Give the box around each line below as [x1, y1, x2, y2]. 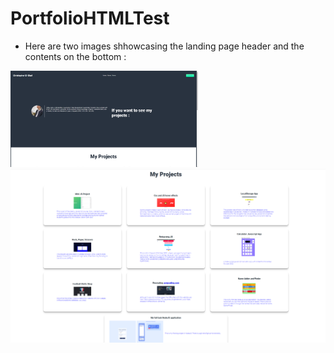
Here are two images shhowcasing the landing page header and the [24, 40, 305, 52]
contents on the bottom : [24, 50, 127, 62]
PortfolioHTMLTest [10, 7, 170, 30]
